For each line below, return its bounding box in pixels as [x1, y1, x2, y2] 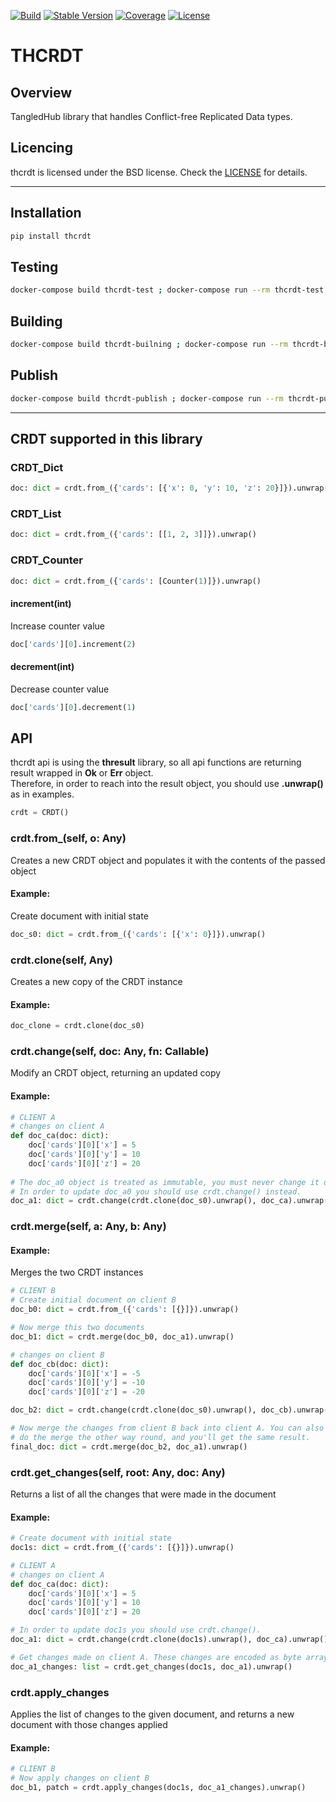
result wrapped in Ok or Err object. [10, 767, 154, 779]
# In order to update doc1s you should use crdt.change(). [10, 1625, 262, 1635]
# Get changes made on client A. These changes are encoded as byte [10, 1652, 302, 1662]
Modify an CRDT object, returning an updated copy [10, 1067, 222, 1079]
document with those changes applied [10, 1718, 168, 1730]
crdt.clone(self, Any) [10, 953, 113, 967]
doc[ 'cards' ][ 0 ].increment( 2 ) [10, 639, 137, 649]
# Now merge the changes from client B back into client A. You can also [10, 1423, 325, 1434]
